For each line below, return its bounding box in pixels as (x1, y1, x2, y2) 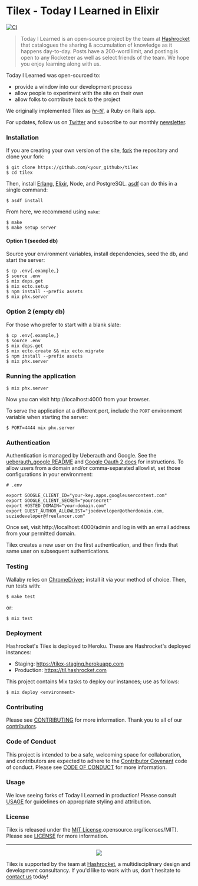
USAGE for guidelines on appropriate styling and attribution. (6, 798, 151, 805)
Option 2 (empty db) (6, 307, 65, 316)
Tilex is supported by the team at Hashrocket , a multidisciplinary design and (6, 861, 190, 868)
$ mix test (6, 615, 33, 621)
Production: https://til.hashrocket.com (14, 666, 107, 673)
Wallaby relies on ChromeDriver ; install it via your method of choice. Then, (6, 576, 187, 583)
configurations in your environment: (6, 471, 93, 478)
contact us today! (6, 873, 49, 880)
